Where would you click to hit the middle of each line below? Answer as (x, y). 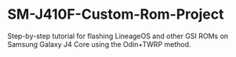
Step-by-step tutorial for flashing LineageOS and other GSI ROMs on (118, 36)
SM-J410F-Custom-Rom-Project (116, 14)
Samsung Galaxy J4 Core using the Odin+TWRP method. (99, 44)
